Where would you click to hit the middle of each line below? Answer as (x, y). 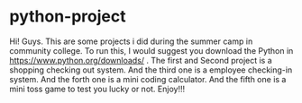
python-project (68, 17)
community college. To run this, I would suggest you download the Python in (151, 50)
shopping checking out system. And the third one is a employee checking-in (151, 70)
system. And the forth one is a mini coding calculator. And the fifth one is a (148, 79)
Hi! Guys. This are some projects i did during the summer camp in (131, 41)
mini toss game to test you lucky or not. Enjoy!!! (97, 89)
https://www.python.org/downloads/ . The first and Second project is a (141, 60)
